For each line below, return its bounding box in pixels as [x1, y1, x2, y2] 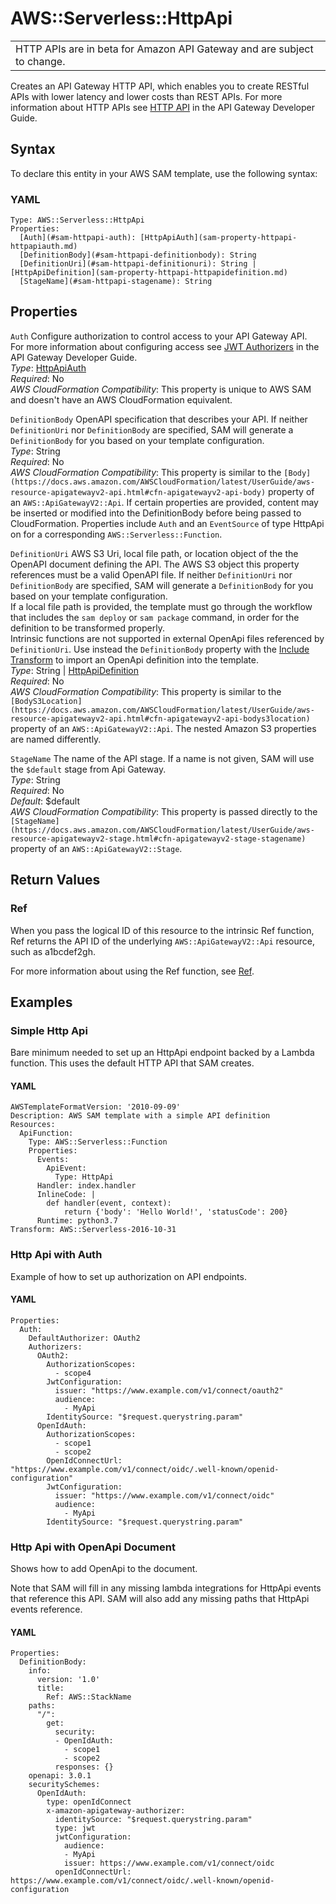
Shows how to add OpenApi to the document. [10, 1563, 198, 1575]
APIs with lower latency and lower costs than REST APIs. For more [10, 90, 283, 102]
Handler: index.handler [36, 1181, 137, 1191]
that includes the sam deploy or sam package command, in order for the [10, 611, 300, 623]
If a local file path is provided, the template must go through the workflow [10, 600, 313, 612]
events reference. [10, 1603, 83, 1616]
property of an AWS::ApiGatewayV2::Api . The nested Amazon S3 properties [10, 722, 317, 734]
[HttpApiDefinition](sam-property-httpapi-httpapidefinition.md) [10, 268, 288, 278]
